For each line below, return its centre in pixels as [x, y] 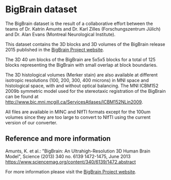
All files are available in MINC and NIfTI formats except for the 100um [78, 112]
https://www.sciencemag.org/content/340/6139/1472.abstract [71, 162]
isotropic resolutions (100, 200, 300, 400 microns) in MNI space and [77, 80]
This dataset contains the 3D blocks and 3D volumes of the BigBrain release [85, 44]
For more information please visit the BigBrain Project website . [71, 171]
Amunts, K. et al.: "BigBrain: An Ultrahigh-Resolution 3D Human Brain [78, 151]
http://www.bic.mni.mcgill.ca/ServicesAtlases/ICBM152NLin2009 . [74, 102]
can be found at [22, 96]
